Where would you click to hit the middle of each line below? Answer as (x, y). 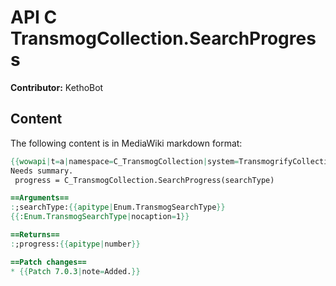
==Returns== (35, 235)
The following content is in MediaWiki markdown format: (126, 143)
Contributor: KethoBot (57, 87)
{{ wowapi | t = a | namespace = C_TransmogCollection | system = (125, 161)
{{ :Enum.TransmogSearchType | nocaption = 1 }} (100, 217)
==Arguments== (40, 198)
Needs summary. (42, 171)
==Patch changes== (48, 262)
